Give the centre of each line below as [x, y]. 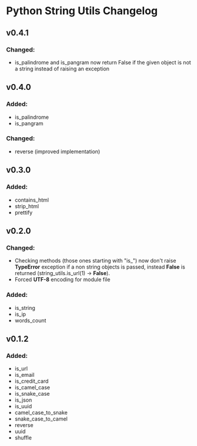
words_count [30, 320]
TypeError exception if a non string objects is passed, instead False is [100, 267]
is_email [24, 375]
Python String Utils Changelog [82, 11]
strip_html [27, 206]
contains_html [32, 200]
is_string [25, 308]
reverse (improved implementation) [57, 151]
